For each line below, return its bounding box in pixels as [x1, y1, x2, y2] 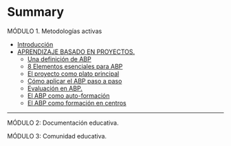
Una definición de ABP [27, 54, 91, 63]
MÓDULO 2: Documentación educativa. [7, 118, 119, 127]
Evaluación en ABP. [27, 84, 82, 92]
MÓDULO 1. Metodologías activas [7, 27, 102, 35]
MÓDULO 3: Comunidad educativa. [7, 132, 107, 140]
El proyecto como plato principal [27, 70, 120, 78]
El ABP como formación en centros [27, 98, 127, 107]
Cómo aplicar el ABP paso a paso [27, 76, 122, 85]
